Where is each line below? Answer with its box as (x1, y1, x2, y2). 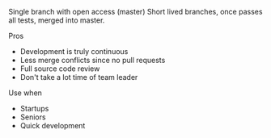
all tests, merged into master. (8, 15, 105, 25)
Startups (19, 104, 49, 113)
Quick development (19, 121, 86, 130)
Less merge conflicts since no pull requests (19, 56, 166, 65)
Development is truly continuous (19, 47, 129, 56)
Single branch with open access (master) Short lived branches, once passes (8, 7, 263, 16)
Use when (8, 88, 43, 98)
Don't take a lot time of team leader (19, 73, 138, 82)
